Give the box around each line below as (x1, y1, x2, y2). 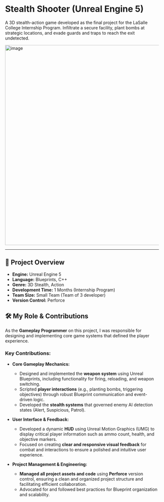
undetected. (5, 35, 30, 41)
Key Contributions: (5, 350, 51, 357)
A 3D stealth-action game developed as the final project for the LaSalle (5, 20, 148, 25)
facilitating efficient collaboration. (19, 481, 87, 487)
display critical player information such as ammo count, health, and (19, 431, 155, 437)
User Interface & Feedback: (12, 416, 69, 422)
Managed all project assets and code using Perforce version (19, 471, 143, 477)
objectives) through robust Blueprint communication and (19, 391, 133, 397)
